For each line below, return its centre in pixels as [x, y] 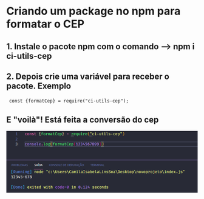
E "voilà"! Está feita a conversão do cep [83, 120]
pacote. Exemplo [39, 86]
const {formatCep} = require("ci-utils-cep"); [69, 101]
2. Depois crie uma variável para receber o [88, 76]
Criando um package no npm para [93, 11]
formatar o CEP [46, 24]
